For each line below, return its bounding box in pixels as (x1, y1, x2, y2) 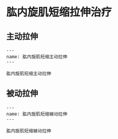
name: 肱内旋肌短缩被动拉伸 (6, 111, 67, 117)
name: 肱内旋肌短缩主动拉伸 (6, 54, 67, 60)
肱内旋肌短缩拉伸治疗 (6, 5, 113, 19)
